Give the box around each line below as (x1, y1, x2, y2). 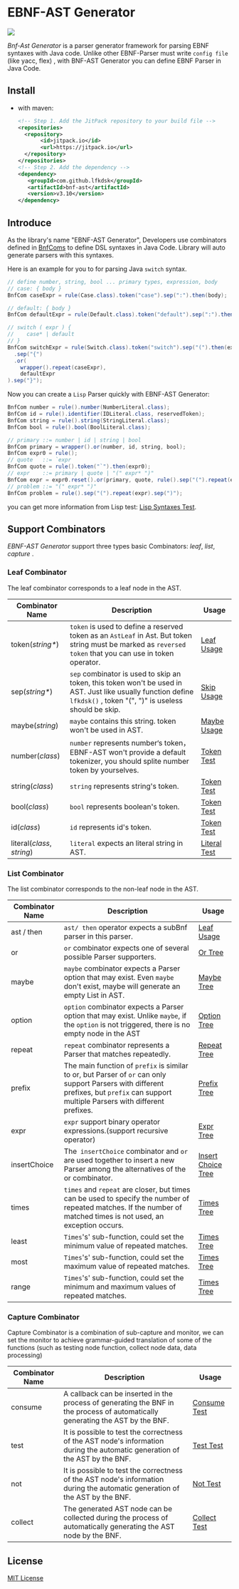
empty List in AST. (63, 990, 125, 1000)
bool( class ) (11, 802, 50, 812)
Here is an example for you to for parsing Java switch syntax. (7, 265, 187, 273)
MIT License (7, 1574, 44, 1583)
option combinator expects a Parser (63, 1001, 184, 1011)
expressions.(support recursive (63, 1125, 169, 1135)
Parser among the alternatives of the (63, 1164, 186, 1174)
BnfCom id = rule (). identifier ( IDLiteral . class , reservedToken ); (7, 411, 205, 418)
